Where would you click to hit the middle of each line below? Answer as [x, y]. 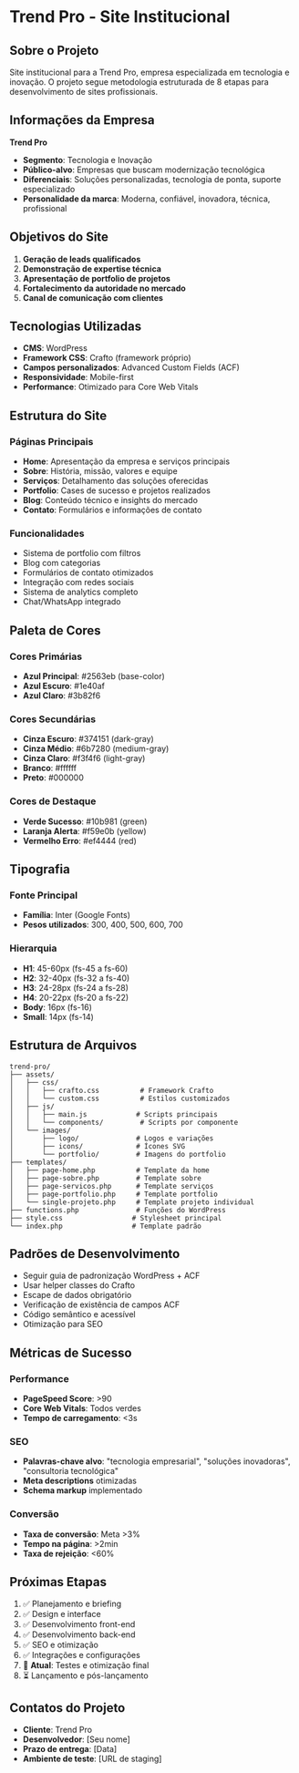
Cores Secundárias [53, 719]
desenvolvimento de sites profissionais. [84, 92]
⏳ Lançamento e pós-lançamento [85, 1675]
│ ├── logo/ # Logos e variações [112, 1138]
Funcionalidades [47, 533]
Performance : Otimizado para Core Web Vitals [110, 387]
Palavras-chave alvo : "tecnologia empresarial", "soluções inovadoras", [156, 1461]
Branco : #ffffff [50, 768]
